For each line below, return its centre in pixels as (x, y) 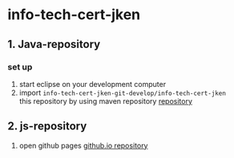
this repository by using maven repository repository (106, 101)
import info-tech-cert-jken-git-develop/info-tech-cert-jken (122, 93)
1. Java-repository (54, 44)
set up (20, 67)
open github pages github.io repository (83, 145)
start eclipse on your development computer (92, 84)
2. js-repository (47, 126)
